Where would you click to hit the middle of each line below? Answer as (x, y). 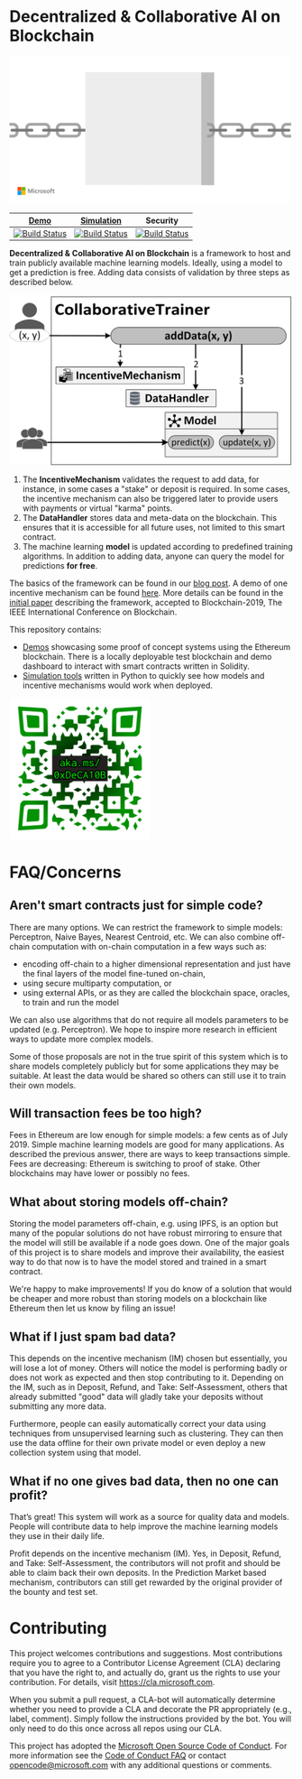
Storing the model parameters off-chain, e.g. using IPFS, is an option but (144, 1224)
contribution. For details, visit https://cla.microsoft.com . (112, 1682)
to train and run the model (71, 1002)
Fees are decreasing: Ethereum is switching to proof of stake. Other (135, 1164)
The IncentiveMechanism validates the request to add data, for (141, 479)
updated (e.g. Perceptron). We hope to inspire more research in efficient (143, 1029)
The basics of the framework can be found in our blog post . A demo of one (149, 583)
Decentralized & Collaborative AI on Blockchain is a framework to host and (150, 254)
